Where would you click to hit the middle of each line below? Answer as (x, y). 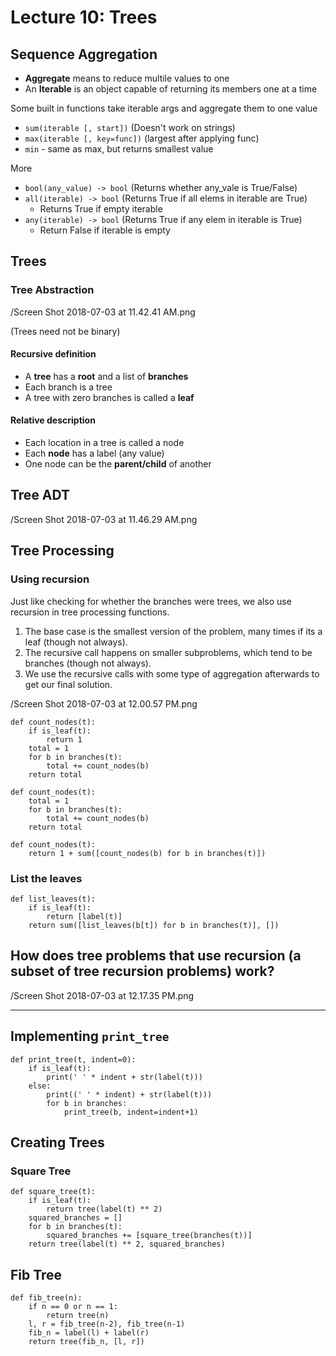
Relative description (53, 420)
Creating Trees (57, 1142)
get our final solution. (68, 684)
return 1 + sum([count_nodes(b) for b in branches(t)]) (147, 853)
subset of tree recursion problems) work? (142, 971)
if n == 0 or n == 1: (73, 1307)
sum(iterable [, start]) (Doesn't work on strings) (130, 127)
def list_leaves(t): (53, 899)
